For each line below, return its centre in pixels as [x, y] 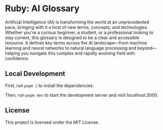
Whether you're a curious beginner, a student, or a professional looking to [79, 32]
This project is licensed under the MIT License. [52, 122]
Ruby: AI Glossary [42, 9]
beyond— [147, 48]
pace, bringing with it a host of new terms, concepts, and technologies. [77, 27]
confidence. [17, 58]
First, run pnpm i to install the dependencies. [50, 86]
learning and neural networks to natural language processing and [71, 48]
